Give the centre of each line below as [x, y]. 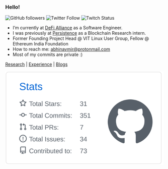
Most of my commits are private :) [48, 54]
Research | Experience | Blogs [36, 65]
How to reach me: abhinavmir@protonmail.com [61, 49]
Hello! [13, 7]
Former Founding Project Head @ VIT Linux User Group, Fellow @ [81, 38]
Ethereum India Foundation [40, 44]
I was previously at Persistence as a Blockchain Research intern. [79, 33]
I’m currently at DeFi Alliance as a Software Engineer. [67, 28]
